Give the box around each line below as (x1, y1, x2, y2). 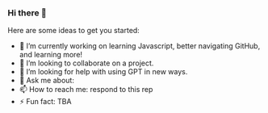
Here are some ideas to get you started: (7, 26, 140, 36)
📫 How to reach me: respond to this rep (19, 85, 153, 94)
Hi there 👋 (7, 7, 48, 19)
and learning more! (19, 50, 82, 60)
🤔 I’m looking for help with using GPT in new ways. (19, 67, 188, 77)
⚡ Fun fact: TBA (19, 97, 72, 107)
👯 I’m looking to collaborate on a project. (19, 58, 154, 68)
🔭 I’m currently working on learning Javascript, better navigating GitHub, (19, 41, 261, 51)
